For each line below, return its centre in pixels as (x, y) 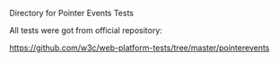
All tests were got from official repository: (86, 30)
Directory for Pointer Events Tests (72, 13)
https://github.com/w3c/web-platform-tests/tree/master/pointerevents (139, 48)
